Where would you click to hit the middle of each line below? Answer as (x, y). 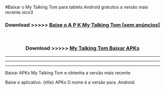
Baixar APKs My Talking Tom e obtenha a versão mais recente (68, 72)
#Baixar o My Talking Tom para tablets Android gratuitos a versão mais (77, 7)
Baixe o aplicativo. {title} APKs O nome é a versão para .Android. (70, 82)
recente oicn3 (19, 12)
